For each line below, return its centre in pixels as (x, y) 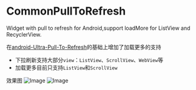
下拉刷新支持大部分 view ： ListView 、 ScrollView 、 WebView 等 (89, 60)
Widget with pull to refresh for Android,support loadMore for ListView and (98, 28)
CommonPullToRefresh (66, 11)
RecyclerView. (24, 34)
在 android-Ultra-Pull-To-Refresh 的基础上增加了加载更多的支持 (84, 47)
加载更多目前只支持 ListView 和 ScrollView (66, 67)
